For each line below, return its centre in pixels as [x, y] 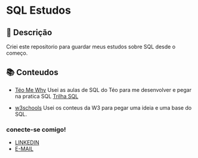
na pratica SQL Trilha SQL [47, 96]
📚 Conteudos [32, 72]
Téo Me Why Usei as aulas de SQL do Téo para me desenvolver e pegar [103, 89]
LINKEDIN [27, 142]
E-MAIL [24, 149]
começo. [17, 53]
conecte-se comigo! [36, 129]
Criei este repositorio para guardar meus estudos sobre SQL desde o [91, 47]
